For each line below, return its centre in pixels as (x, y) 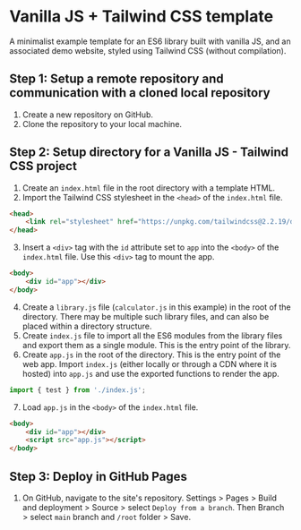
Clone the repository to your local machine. (102, 124)
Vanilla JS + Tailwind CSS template (142, 17)
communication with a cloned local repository (140, 93)
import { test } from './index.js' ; (77, 390)
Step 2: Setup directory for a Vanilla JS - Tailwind (149, 153)
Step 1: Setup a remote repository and (116, 79)
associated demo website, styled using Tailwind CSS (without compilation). (148, 50)
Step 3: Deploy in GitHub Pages (99, 476)
